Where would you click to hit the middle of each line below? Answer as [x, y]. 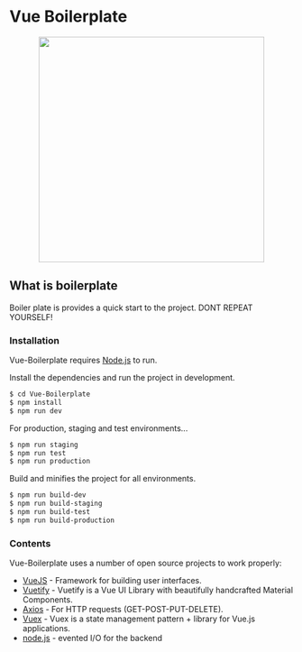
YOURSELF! [31, 317]
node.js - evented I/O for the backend [92, 638]
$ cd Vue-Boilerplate [50, 394]
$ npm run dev [36, 411]
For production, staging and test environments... [99, 428]
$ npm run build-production [62, 520]
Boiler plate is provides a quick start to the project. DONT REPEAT [131, 308]
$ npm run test [38, 453]
